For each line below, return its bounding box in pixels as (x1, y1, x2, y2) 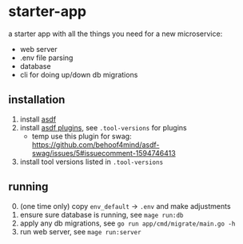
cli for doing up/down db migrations (19, 70, 138, 79)
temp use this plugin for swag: (31, 131, 132, 141)
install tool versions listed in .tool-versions (19, 157, 164, 166)
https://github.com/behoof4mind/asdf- (31, 139, 160, 150)
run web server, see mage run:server (19, 226, 141, 236)
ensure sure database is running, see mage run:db (19, 210, 184, 219)
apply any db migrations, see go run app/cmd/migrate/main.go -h (19, 218, 236, 228)
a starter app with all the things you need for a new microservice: (8, 29, 223, 38)
